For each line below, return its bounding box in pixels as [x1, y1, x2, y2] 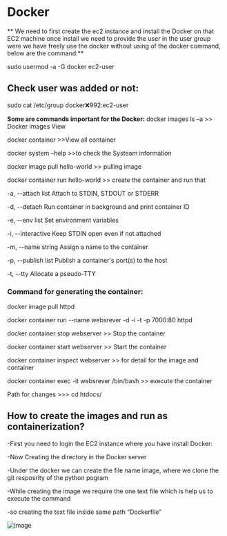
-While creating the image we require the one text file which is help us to [7, 487, 214, 495]
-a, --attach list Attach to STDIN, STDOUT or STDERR [7, 189, 159, 197]
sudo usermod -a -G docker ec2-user [7, 62, 115, 71]
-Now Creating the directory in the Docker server [7, 452, 147, 461]
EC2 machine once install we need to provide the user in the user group [7, 34, 211, 42]
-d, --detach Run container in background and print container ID [7, 202, 190, 211]
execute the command [7, 494, 71, 502]
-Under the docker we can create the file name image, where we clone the [7, 466, 219, 474]
